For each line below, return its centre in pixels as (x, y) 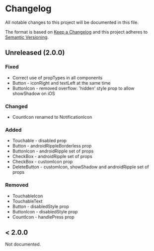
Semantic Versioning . (27, 37)
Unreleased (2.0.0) (35, 53)
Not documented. (23, 244)
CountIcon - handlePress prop (43, 217)
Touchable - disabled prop (39, 141)
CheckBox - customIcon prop (42, 162)
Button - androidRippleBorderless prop (52, 146)
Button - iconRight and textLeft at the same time (61, 83)
